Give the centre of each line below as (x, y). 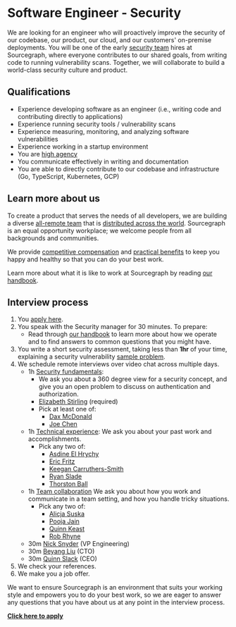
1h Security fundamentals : (66, 372)
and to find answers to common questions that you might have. (119, 342)
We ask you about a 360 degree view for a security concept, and (133, 379)
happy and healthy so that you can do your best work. (86, 259)
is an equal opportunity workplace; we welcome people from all (99, 230)
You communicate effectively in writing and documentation (103, 161)
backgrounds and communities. (53, 238)
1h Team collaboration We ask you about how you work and (114, 492)
